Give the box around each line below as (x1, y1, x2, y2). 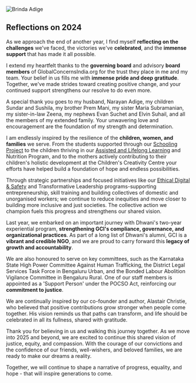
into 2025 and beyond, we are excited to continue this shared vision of (6, 333, 176, 341)
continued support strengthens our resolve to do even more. (6, 87, 152, 94)
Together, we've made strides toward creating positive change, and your (6, 80, 181, 87)
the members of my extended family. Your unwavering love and (6, 116, 159, 123)
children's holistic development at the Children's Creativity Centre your (6, 159, 177, 166)
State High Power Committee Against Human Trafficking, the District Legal (6, 261, 185, 268)
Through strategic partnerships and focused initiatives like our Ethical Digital (6, 177, 190, 184)
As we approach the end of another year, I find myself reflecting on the (6, 38, 178, 45)
